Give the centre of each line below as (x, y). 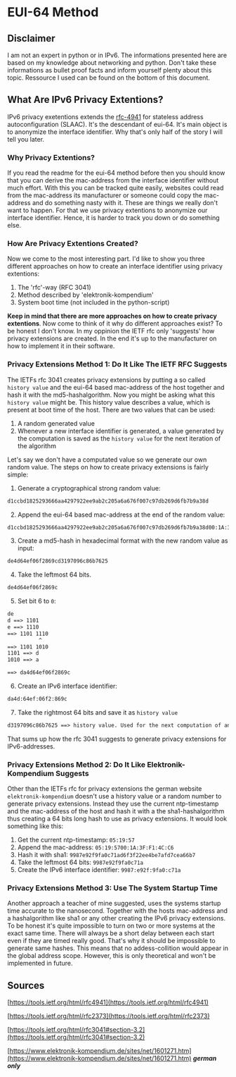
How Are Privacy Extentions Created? (73, 244)
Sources (26, 985)
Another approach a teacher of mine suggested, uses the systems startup (114, 904)
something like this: (35, 826)
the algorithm (37, 445)
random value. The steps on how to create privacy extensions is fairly (108, 467)
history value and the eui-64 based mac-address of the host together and (116, 387)
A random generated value (56, 423)
